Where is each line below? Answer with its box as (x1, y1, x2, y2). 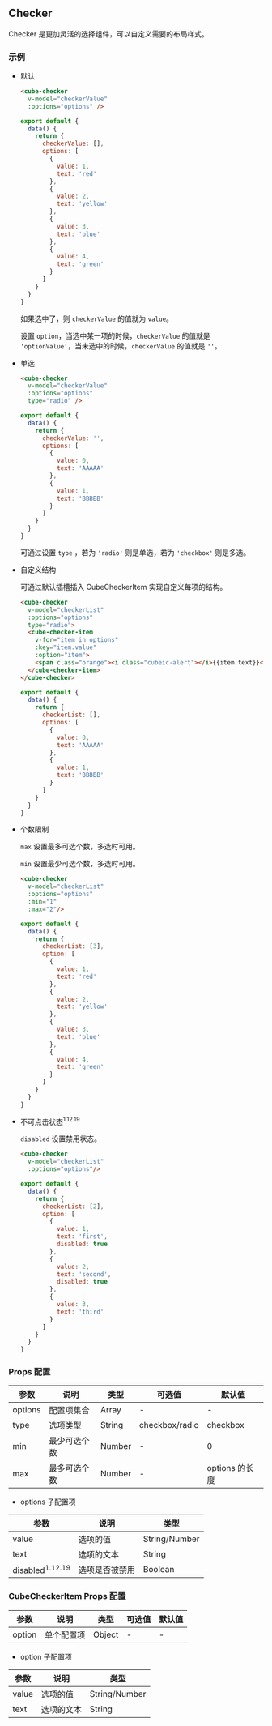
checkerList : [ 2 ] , (41, 1203, 104, 1211)
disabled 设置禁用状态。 (19, 1134, 102, 1143)
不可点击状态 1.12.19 (19, 1115, 81, 1126)
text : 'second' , (56, 1270, 112, 1279)
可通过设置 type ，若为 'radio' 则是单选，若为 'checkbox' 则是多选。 (19, 547, 251, 558)
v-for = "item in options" (35, 636, 119, 644)
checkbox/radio (138, 1420, 200, 1431)
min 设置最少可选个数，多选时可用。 (19, 859, 140, 869)
